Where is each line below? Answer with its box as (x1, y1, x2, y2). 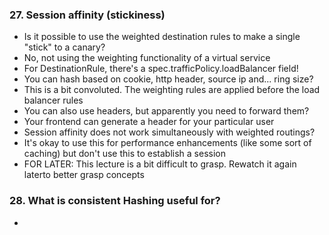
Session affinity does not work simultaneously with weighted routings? (23, 126, 316, 138)
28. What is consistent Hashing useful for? (9, 194, 221, 208)
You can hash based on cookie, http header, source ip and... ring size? (23, 73, 314, 85)
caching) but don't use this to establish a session (23, 148, 227, 160)
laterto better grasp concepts (23, 169, 145, 181)
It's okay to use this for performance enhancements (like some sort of (23, 137, 312, 149)
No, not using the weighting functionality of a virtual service (23, 52, 271, 64)
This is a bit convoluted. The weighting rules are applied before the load (23, 84, 321, 96)
